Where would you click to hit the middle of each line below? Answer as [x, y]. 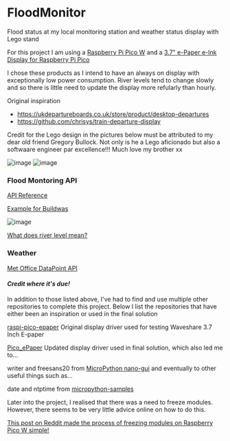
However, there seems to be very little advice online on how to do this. [106, 409]
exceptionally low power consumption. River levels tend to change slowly [111, 80]
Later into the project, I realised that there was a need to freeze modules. [110, 402]
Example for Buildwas [38, 209]
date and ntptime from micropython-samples [70, 389]
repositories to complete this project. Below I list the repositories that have [112, 306]
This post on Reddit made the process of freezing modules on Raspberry [110, 422]
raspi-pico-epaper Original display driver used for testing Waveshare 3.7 [110, 327]
